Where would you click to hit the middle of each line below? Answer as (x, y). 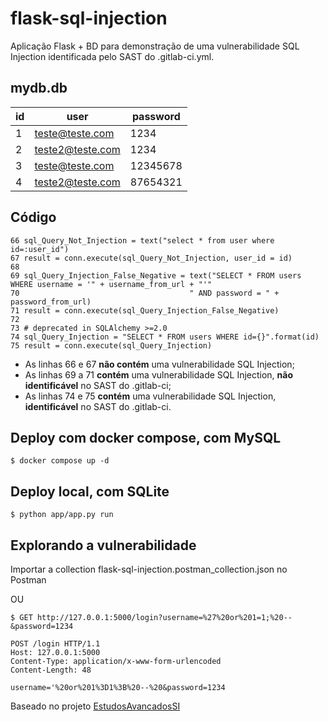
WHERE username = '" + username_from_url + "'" (111, 284)
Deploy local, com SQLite (90, 491)
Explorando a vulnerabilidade (103, 545)
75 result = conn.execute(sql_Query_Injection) (111, 345)
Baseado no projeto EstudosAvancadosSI (95, 706)
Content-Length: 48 (51, 670)
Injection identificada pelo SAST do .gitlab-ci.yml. (112, 56)
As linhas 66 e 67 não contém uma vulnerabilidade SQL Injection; (159, 364)
